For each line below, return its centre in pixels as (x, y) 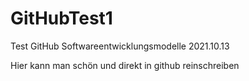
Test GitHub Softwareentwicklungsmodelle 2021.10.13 (120, 46)
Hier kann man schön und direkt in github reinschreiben (125, 65)
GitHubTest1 (61, 18)
